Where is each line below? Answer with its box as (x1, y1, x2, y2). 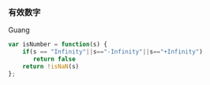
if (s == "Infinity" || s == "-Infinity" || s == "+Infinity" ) (22, 48, 203, 56)
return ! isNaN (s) (22, 62, 80, 70)
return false (32, 55, 77, 64)
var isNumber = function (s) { (8, 41, 108, 49)
